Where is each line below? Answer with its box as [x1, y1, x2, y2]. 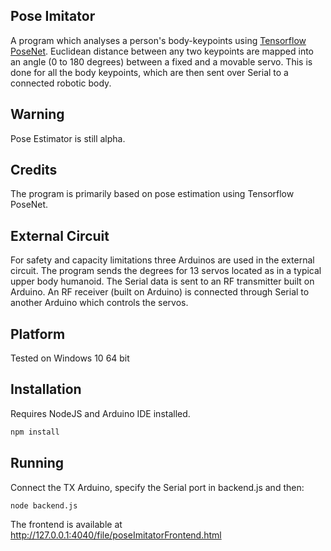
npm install [10, 427, 60, 437]
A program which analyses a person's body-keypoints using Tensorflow [10, 34, 307, 46]
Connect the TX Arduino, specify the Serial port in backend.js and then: [10, 481, 305, 493]
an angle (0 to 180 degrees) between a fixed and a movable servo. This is [10, 55, 313, 68]
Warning [10, 106, 65, 123]
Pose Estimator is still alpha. [10, 132, 126, 144]
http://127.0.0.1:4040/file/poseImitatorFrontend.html [10, 529, 222, 541]
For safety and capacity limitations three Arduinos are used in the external [10, 254, 315, 266]
